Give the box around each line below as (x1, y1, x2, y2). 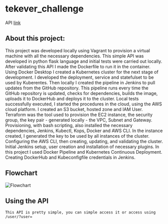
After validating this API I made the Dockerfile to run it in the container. (5, 63, 151, 69)
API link (5, 20, 21, 26)
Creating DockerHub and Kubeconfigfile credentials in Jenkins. (5, 154, 135, 160)
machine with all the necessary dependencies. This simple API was (5, 53, 144, 59)
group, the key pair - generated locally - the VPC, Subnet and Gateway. (5, 117, 152, 123)
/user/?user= (5, 214, 33, 219)
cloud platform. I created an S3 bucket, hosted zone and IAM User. (5, 106, 143, 112)
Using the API (5, 196, 49, 205)
